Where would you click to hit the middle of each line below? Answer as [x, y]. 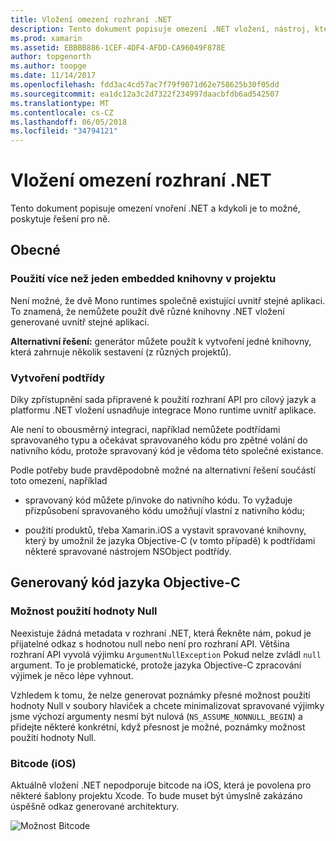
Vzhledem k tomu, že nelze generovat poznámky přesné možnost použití [160, 695]
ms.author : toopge [48, 66]
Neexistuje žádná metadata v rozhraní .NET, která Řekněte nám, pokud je [161, 633]
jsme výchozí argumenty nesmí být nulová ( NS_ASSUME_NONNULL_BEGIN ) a [156, 716]
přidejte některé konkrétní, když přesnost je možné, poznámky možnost [158, 727]
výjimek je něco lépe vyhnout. [72, 675]
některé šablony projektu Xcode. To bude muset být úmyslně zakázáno [156, 796]
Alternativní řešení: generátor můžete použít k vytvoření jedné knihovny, [161, 341]
